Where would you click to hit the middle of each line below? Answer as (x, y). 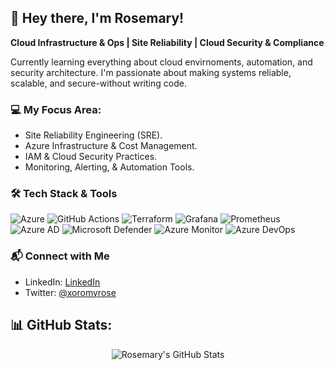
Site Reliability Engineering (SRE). (93, 135)
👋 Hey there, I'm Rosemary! (97, 18)
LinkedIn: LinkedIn (62, 282)
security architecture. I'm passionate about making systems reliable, (151, 72)
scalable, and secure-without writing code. (98, 83)
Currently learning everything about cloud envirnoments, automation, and (161, 62)
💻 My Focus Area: (56, 109)
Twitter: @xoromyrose (70, 292)
